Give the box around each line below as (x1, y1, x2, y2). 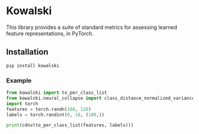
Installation (6, 47, 49, 57)
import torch (6, 100, 38, 107)
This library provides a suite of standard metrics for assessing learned (6, 24, 178, 31)
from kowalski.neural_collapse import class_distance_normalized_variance (6, 95, 195, 101)
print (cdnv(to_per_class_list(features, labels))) (6, 122, 134, 128)
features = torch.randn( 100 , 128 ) (6, 106, 92, 112)
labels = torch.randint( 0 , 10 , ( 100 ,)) (6, 112, 105, 117)
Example (6, 76, 32, 84)
